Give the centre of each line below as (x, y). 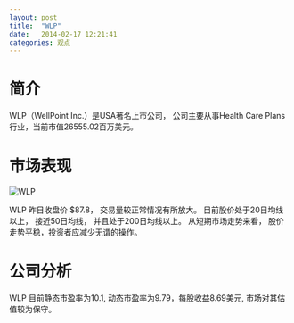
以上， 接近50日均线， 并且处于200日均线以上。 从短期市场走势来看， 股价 (147, 221)
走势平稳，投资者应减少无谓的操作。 (76, 232)
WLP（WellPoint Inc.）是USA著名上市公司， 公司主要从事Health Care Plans (147, 116)
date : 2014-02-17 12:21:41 (63, 34)
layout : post (33, 17)
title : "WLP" (36, 26)
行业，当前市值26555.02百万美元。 (73, 127)
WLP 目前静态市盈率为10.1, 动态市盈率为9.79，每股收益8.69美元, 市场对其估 (147, 298)
